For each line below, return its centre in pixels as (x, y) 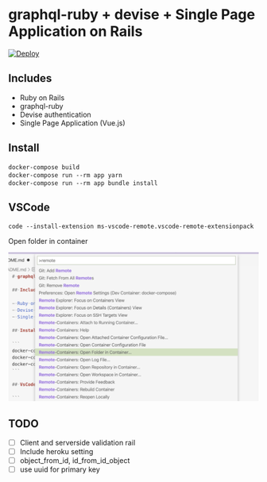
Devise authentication (55, 114)
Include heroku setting (56, 451)
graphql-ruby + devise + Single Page (132, 15)
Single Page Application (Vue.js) (72, 123)
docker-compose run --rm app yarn (66, 175)
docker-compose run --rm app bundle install (83, 183)
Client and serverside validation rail (77, 442)
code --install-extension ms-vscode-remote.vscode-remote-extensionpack (131, 227)
